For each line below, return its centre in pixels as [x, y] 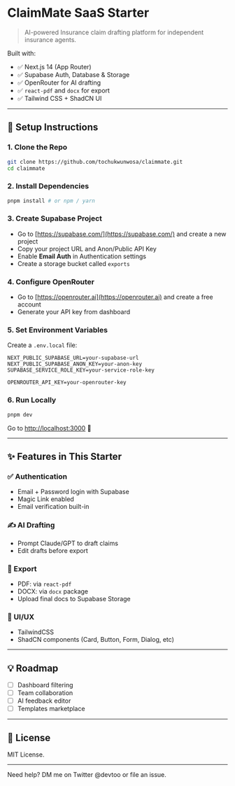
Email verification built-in [53, 507]
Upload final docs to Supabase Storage [74, 598]
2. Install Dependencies [48, 186]
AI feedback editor [44, 701]
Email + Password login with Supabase [73, 492]
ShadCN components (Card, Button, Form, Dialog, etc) [96, 640]
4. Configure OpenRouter [51, 281]
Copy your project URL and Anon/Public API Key [87, 248]
